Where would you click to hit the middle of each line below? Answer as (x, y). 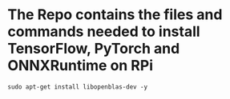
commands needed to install (104, 32)
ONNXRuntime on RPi (81, 66)
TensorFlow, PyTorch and (94, 49)
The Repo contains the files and (115, 15)
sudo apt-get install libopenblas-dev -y (78, 87)
